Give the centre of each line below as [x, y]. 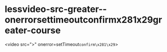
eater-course [33, 30]
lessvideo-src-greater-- [56, 9]
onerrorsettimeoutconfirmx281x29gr [83, 20]
